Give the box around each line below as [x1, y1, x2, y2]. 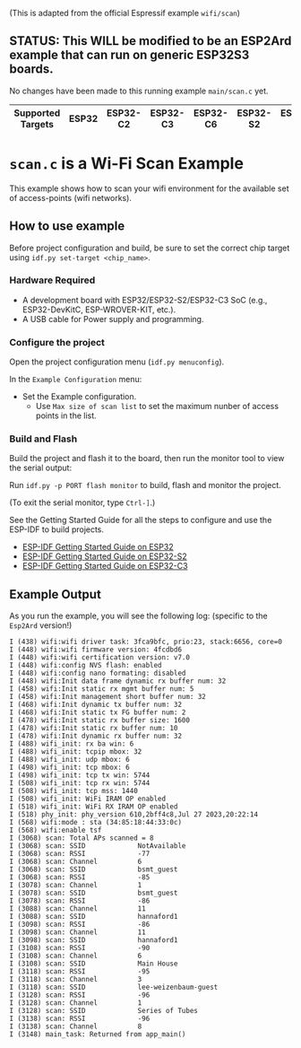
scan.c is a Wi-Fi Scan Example [9, 153, 245, 173]
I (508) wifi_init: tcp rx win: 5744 [9, 779, 150, 788]
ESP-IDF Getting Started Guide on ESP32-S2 [21, 551, 187, 562]
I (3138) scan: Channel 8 [9, 1022, 142, 1031]
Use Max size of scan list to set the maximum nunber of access [35, 401, 279, 412]
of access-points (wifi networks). [9, 192, 133, 203]
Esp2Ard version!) [9, 620, 73, 631]
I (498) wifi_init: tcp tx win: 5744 [9, 771, 150, 780]
